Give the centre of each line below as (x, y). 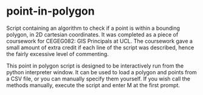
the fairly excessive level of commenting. (58, 54)
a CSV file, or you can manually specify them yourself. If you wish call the (98, 79)
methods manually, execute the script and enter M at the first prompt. (93, 85)
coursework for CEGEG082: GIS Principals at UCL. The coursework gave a (100, 41)
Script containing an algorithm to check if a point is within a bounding (93, 28)
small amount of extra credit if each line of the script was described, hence (100, 47)
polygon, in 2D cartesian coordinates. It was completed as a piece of (92, 34)
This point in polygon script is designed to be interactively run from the (95, 66)
